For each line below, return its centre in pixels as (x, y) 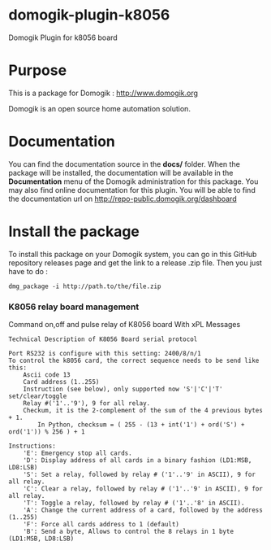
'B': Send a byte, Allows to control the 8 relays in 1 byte (128, 532)
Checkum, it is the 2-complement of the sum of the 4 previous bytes (143, 411)
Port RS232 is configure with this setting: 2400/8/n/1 (105, 354)
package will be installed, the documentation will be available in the (121, 172)
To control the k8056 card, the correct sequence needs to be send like (134, 361)
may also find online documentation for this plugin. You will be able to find (132, 190)
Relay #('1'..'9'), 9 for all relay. (87, 404)
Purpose (38, 70)
